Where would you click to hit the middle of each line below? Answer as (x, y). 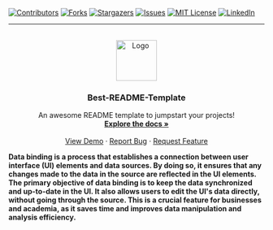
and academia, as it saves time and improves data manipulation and (125, 209)
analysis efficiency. (42, 217)
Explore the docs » (136, 124)
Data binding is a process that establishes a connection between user (129, 157)
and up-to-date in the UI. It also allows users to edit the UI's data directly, (134, 192)
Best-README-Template (136, 98)
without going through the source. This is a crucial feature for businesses (135, 200)
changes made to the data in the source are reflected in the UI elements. (132, 174)
